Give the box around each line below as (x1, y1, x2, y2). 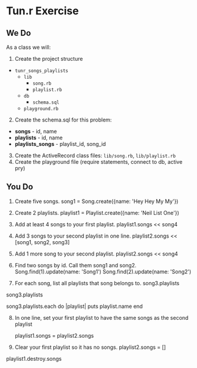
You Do (6, 182, 34, 192)
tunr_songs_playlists (14, 68, 68, 74)
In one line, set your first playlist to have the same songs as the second (14, 314, 189, 321)
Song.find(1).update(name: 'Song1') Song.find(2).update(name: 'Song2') (14, 268, 192, 275)
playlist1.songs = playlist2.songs (14, 332, 94, 339)
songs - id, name (14, 128, 58, 135)
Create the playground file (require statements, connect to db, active (14, 158, 183, 165)
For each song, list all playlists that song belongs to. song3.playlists (14, 279, 180, 286)
